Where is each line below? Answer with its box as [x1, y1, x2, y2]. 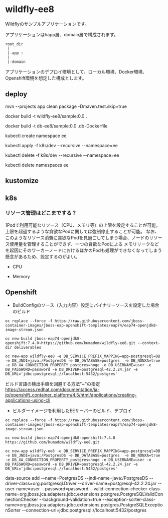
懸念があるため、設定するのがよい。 [5, 253, 80, 260]
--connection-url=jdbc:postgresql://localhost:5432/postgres [22, 507, 147, 513]
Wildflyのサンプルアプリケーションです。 [5, 21, 89, 27]
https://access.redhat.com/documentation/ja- [5, 386, 100, 393]
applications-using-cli [5, 397, 51, 403]
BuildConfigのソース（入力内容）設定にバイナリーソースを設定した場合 [12, 302, 159, 308]
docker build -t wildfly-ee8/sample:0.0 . [5, 113, 87, 119]
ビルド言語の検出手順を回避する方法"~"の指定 [5, 380, 100, 386]
